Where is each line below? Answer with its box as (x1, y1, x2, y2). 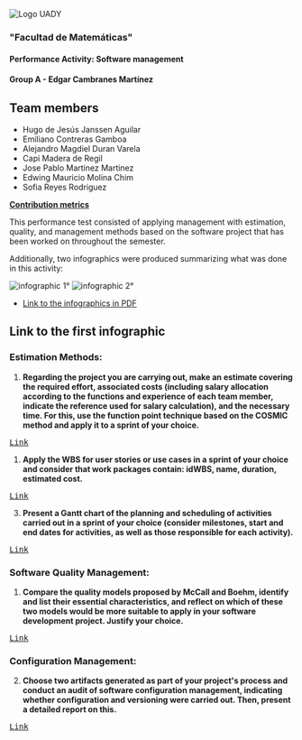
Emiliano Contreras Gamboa (22, 134, 127, 144)
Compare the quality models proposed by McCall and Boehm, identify (22, 587, 289, 597)
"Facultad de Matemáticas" (9, 31, 133, 43)
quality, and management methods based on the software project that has (9, 226, 284, 236)
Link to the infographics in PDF (22, 298, 137, 309)
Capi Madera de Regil (22, 153, 104, 163)
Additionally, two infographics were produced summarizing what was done (9, 253, 288, 264)
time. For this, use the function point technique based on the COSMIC (22, 410, 288, 421)
